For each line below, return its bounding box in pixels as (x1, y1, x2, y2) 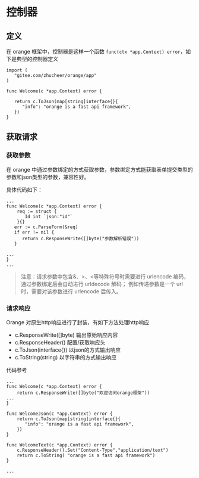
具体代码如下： (6, 186, 43, 193)
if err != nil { (14, 229, 55, 235)
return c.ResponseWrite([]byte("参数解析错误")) (21, 235, 140, 241)
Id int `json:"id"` (24, 213, 73, 219)
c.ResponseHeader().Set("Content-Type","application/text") (17, 447, 169, 453)
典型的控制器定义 (16, 55, 58, 63)
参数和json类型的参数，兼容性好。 (6, 173, 90, 181)
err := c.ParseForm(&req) (14, 224, 78, 230)
